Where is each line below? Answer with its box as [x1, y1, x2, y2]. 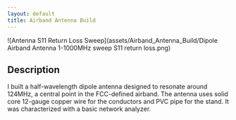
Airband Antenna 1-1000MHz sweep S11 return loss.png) [7, 44, 171, 52]
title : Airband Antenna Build [7, 17, 97, 24]
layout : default [7, 10, 55, 18]
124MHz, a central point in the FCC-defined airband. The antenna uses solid [7, 90, 229, 98]
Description [7, 64, 60, 76]
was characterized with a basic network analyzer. [7, 105, 151, 113]
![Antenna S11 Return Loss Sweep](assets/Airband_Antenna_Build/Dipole [7, 36, 218, 44]
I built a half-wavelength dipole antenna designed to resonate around [7, 82, 208, 91]
